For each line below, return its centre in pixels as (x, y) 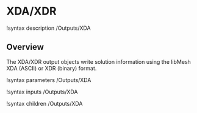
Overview (25, 47)
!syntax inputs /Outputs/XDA (42, 92)
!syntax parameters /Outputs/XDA (49, 80)
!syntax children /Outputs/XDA (45, 103)
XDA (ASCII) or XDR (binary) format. (52, 68)
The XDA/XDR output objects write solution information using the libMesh (99, 61)
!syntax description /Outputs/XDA (48, 28)
